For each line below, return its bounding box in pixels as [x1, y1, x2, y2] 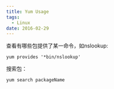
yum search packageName [6, 77, 65, 83]
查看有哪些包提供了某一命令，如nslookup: [6, 42, 109, 49]
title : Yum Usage [6, 8, 49, 15]
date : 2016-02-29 [6, 25, 49, 31]
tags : [6, 14, 20, 20]
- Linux [11, 20, 31, 26]
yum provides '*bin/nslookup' [6, 54, 81, 60]
